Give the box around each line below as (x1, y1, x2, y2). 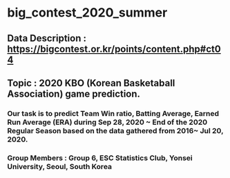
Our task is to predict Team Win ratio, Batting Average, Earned (7, 108, 220, 118)
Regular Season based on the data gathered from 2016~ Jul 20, (7, 126, 224, 135)
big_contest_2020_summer (7, 5, 168, 21)
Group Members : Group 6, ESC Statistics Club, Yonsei (7, 153, 193, 163)
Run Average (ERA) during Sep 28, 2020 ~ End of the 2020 (7, 117, 208, 127)
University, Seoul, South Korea (7, 161, 113, 171)
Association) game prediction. (7, 88, 140, 99)
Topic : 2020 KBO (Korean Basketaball (7, 77, 175, 89)
